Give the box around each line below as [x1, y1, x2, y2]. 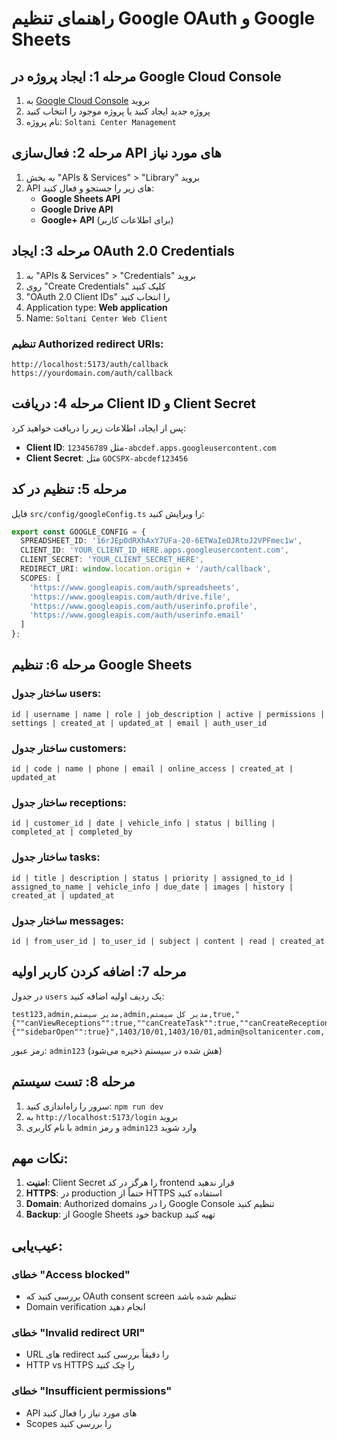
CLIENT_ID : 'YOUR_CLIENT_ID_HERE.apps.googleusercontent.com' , [20, 545, 289, 556]
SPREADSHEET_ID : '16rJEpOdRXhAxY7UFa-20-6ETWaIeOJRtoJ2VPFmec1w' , [20, 536, 303, 546]
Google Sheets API [40, 192, 121, 204]
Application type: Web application [25, 301, 168, 313]
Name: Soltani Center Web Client [25, 312, 168, 324]
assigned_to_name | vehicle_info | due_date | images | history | [11, 882, 294, 892]
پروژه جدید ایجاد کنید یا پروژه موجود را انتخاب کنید [25, 105, 211, 117]
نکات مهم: [11, 1150, 69, 1167]
